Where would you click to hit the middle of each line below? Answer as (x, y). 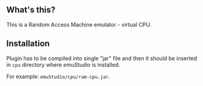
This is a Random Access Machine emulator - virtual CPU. (79, 24)
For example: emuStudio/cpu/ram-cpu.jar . (59, 76)
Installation (28, 44)
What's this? (31, 10)
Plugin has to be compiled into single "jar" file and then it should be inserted (102, 58)
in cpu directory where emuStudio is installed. (63, 64)
